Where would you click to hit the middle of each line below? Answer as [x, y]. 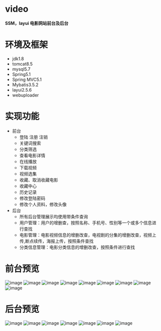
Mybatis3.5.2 [25, 85]
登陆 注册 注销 [33, 137]
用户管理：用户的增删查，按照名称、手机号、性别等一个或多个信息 [86, 223]
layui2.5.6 [22, 90]
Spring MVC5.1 [27, 79]
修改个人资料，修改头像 [43, 204]
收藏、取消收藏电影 [39, 180]
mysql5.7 [21, 69]
